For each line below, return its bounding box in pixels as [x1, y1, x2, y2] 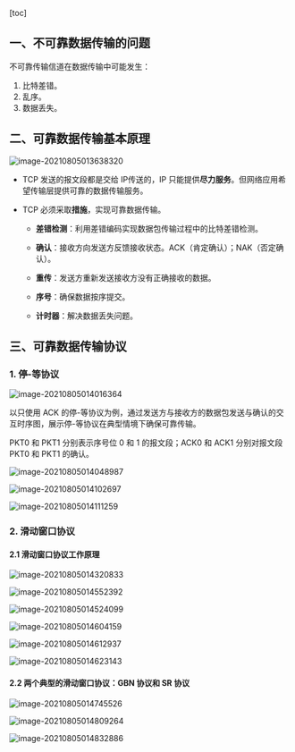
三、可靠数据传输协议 [9, 339, 127, 354]
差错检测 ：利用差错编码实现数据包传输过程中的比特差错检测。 [35, 223, 264, 233]
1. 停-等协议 [9, 368, 60, 380]
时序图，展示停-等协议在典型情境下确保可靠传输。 [16, 418, 201, 429]
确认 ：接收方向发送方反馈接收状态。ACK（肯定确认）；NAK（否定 [35, 241, 277, 253]
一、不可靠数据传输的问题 [9, 36, 150, 51]
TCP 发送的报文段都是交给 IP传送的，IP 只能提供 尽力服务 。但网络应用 [21, 173, 279, 184]
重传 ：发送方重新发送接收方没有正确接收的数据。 [35, 272, 216, 283]
